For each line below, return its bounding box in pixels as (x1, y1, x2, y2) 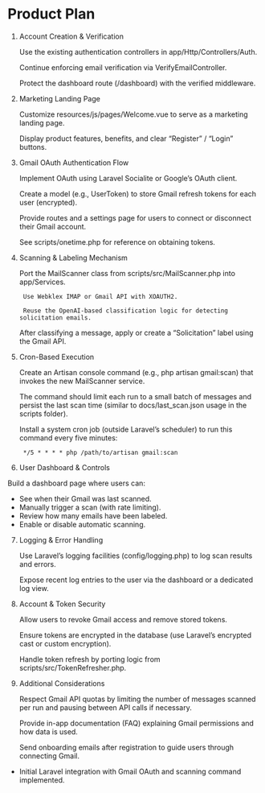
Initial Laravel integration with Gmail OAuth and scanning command (18, 766, 242, 776)
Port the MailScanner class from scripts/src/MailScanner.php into (18, 268, 236, 278)
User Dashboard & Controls (18, 462, 110, 472)
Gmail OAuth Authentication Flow (18, 158, 129, 167)
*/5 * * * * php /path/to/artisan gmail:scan (22, 448, 178, 456)
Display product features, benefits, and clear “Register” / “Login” (18, 134, 234, 143)
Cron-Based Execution (18, 352, 95, 361)
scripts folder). (18, 408, 69, 419)
